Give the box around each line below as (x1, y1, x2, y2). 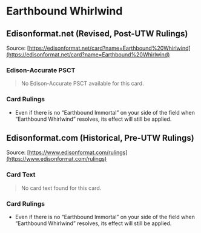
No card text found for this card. (21, 184, 102, 192)
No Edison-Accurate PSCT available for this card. (21, 80, 144, 87)
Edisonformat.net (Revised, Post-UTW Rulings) (6, 29, 188, 39)
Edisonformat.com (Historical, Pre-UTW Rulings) (6, 132, 195, 143)
